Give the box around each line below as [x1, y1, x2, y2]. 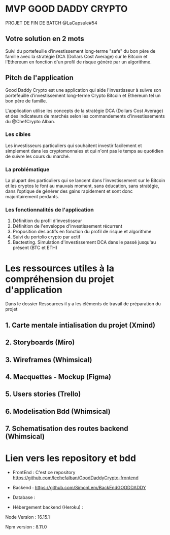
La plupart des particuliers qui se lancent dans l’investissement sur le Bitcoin [5, 177, 165, 184]
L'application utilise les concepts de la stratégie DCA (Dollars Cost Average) [5, 108, 163, 114]
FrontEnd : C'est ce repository [12, 470, 76, 476]
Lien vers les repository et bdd [5, 452, 136, 464]
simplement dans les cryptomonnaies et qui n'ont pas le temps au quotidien [5, 148, 164, 154]
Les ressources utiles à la [5, 262, 114, 274]
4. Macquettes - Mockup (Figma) [5, 372, 112, 381]
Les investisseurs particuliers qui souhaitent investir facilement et [5, 142, 142, 149]
